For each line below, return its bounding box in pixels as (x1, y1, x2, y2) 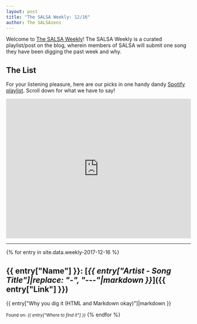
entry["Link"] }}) (6, 284, 69, 294)
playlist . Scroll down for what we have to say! (6, 87, 116, 94)
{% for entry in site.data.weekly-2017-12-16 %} (6, 249, 120, 256)
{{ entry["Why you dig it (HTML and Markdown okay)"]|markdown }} (6, 300, 171, 306)
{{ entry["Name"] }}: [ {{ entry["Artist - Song (6, 266, 171, 276)
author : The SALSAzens (6, 19, 62, 25)
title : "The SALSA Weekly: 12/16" (6, 14, 91, 20)
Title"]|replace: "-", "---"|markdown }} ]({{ (6, 275, 166, 285)
